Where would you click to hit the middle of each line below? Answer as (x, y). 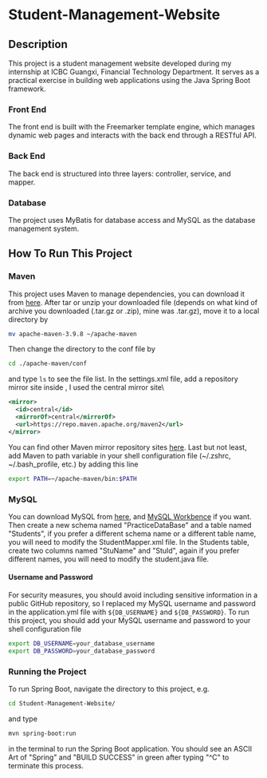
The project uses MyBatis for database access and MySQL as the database (132, 220)
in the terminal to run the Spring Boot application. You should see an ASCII (130, 748)
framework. (27, 89)
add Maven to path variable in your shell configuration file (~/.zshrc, (120, 455)
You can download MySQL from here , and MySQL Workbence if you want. (130, 516)
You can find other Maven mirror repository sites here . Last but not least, (128, 447)
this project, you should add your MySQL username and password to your (130, 621)
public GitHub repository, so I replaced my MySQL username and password (132, 604)
